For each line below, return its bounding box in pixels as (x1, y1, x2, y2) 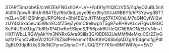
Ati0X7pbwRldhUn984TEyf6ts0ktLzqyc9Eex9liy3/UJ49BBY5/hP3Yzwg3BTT (5, 10, 164, 16)
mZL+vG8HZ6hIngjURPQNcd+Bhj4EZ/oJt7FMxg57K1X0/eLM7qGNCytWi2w (5, 15, 162, 21)
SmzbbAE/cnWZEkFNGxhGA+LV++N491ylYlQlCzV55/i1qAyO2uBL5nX (19, 5, 164, 10)
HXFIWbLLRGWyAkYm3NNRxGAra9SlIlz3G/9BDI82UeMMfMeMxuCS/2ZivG (5, 31, 163, 37)
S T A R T (5, 5, 20, 10)
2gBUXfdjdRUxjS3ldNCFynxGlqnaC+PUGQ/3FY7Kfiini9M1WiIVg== (5, 42, 144, 47)
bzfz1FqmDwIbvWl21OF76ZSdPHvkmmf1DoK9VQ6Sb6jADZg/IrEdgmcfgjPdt (5, 36, 163, 42)
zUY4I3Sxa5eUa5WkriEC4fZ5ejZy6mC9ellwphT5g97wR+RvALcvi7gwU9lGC (5, 20, 164, 26)
